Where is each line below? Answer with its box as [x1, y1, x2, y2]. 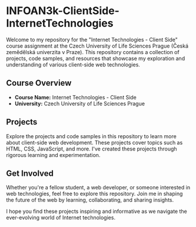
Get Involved [6, 168, 54, 178]
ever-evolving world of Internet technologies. [6, 214, 116, 221]
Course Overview [6, 78, 72, 88]
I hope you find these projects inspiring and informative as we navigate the [6, 208, 187, 215]
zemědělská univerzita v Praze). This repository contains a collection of [6, 48, 180, 55]
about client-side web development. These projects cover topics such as [6, 139, 183, 146]
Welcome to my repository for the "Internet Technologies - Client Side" [6, 36, 178, 43]
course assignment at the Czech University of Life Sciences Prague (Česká [6, 42, 188, 49]
